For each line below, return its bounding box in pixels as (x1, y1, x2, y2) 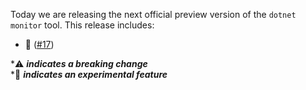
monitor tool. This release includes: (10, 19, 155, 31)
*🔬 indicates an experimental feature (10, 69, 168, 80)
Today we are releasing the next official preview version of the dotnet (10, 9, 297, 20)
